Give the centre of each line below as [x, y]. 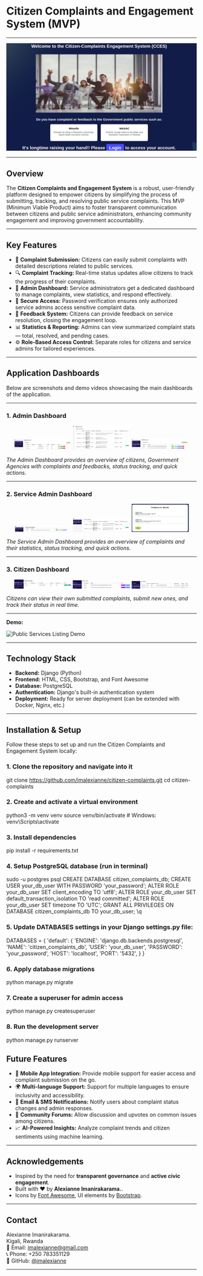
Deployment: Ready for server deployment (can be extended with [97, 699]
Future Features [37, 1059]
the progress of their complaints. [56, 282]
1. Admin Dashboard [36, 415]
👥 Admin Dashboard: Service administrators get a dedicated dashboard [105, 288]
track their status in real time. [43, 604]
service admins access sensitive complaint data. [75, 308]
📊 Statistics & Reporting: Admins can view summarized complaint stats [105, 327]
